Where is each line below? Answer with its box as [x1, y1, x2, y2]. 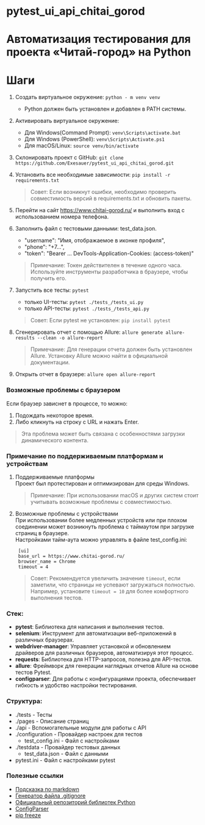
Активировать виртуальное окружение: [15, 117, 120, 125]
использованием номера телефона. [15, 213, 109, 221]
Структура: [6, 697, 43, 706]
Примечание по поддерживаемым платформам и [6, 451, 164, 460]
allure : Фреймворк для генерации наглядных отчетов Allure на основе [15, 662, 199, 670]
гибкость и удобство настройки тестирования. [15, 682, 137, 689]
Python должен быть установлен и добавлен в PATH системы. [24, 105, 187, 113]
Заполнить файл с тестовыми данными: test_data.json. [15, 225, 157, 232]
